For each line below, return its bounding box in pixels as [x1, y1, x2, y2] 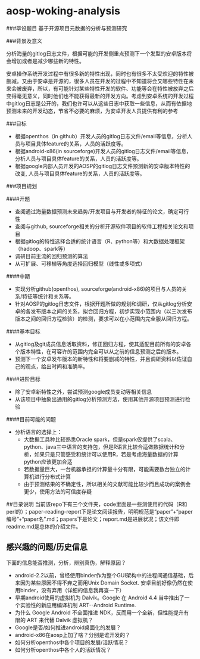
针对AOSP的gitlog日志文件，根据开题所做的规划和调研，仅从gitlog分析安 [14, 300, 192, 307]
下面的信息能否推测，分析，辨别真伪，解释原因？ [6, 559, 126, 566]
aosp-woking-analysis [6, 4, 121, 18]
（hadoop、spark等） [14, 245, 69, 252]
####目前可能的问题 [6, 415, 57, 422]
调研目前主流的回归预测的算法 [14, 252, 88, 260]
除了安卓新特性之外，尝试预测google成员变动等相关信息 [14, 388, 152, 395]
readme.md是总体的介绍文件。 [6, 523, 82, 530]
